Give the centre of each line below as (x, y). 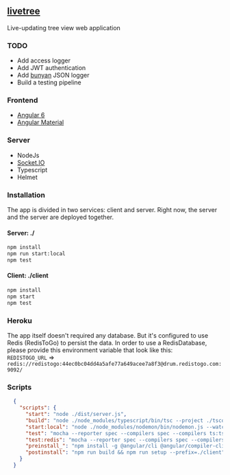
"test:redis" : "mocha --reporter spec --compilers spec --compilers (125, 440)
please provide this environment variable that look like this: (90, 350)
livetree (24, 11)
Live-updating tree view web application (64, 27)
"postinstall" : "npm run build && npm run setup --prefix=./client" (125, 452)
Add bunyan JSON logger (53, 76)
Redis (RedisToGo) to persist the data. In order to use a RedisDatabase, (107, 343)
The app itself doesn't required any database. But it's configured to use (108, 335)
